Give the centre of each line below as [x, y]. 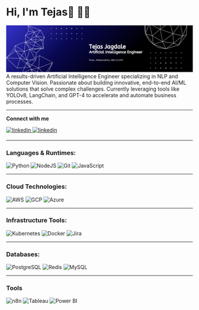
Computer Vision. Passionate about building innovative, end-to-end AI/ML [96, 82]
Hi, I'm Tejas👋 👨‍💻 [48, 12]
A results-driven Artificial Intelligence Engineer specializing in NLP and [92, 76]
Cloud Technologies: [36, 187]
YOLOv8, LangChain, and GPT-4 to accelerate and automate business [91, 95]
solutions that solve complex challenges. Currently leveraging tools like [93, 89]
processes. [20, 101]
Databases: [23, 254]
